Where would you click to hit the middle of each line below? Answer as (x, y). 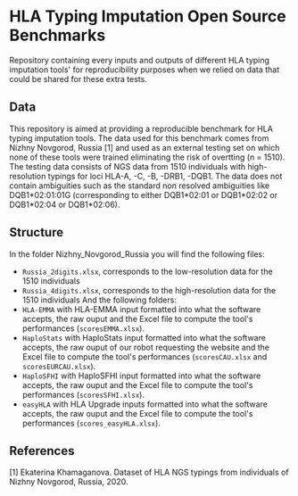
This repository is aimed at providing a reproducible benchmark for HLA (141, 128)
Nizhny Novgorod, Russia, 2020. (69, 482)
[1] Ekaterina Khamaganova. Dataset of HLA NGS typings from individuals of (149, 472)
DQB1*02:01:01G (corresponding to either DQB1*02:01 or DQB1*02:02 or (144, 194)
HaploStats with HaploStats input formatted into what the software (144, 337)
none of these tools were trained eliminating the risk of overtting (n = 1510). (147, 157)
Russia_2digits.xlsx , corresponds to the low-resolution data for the (148, 271)
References (42, 451)
